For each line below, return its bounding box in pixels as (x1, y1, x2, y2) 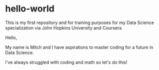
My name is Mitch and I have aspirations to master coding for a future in (5, 44, 153, 50)
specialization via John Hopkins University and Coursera (5, 24, 122, 30)
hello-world (5, 3, 55, 14)
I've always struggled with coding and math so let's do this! (5, 59, 127, 65)
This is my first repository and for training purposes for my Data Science (5, 19, 154, 25)
